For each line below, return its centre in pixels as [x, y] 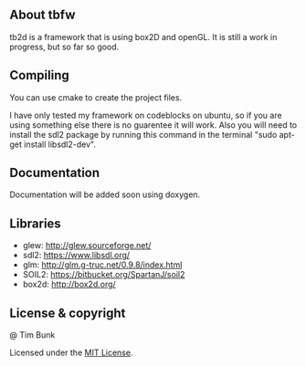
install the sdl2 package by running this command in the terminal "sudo [143, 134]
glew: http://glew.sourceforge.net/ [87, 246]
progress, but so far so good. [64, 47]
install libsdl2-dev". [60, 144]
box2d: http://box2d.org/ [69, 284]
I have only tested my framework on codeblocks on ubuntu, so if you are [146, 115]
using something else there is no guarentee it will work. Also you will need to [153, 125]
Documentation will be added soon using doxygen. [105, 194]
